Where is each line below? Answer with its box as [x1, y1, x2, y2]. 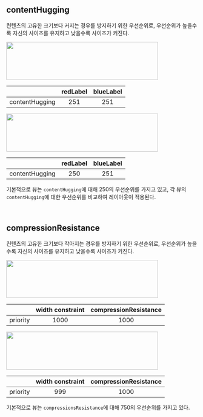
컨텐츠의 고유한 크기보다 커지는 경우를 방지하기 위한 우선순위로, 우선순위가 [6, 21, 181, 29]
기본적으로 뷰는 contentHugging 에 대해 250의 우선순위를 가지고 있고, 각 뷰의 [6, 185, 187, 193]
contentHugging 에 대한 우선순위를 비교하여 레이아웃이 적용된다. [6, 193, 156, 200]
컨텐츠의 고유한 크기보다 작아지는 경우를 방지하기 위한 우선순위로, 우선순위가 [6, 240, 186, 247]
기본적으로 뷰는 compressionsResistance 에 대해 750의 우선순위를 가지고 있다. [6, 404, 190, 411]
